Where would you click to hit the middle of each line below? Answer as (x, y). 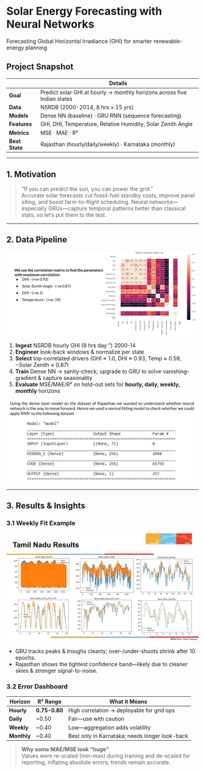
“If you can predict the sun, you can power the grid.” (87, 189)
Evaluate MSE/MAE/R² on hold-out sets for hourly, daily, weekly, (98, 384)
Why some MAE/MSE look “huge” (65, 749)
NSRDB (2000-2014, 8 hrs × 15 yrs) (87, 107)
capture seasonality (67, 378)
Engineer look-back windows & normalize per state (80, 352)
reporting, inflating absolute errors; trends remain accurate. (96, 762)
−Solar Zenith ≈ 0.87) (42, 365)
